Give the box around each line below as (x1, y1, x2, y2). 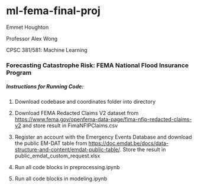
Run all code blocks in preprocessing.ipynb (14, 163, 120, 170)
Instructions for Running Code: (6, 83, 84, 90)
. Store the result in (119, 146, 167, 153)
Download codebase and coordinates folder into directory (14, 98, 156, 105)
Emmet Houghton (6, 24, 49, 31)
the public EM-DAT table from (14, 140, 87, 147)
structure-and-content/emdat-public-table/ (14, 146, 120, 153)
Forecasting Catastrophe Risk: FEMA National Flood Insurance (6, 61, 189, 69)
